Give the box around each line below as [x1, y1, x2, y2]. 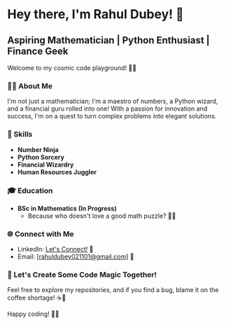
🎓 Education [7, 186, 53, 195]
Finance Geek [7, 45, 69, 57]
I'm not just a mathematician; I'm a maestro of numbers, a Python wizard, [7, 97, 218, 106]
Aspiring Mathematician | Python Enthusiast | [7, 34, 210, 46]
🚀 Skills [7, 130, 33, 139]
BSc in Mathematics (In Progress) [17, 204, 117, 212]
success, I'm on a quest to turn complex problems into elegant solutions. [7, 112, 217, 120]
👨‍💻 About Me [7, 81, 52, 90]
